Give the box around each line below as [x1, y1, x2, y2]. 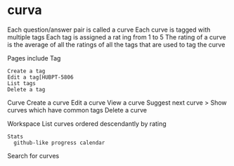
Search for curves [7, 151, 60, 160]
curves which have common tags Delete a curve [7, 106, 148, 114]
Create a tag [7, 68, 46, 75]
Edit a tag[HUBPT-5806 [7, 73, 74, 81]
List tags [7, 79, 37, 87]
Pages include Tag [7, 53, 61, 62]
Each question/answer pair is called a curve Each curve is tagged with [7, 25, 211, 34]
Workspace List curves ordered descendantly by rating [7, 119, 167, 128]
